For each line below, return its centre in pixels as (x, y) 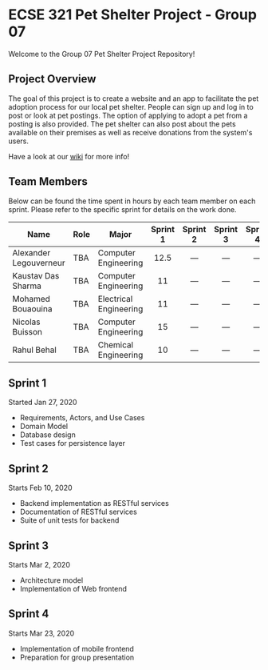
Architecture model (51, 580)
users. (19, 141)
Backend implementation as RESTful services (94, 504)
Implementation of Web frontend (73, 589)
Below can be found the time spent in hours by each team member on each (132, 201)
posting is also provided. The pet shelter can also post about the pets (122, 124)
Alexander (32, 252)
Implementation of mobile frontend (77, 648)
